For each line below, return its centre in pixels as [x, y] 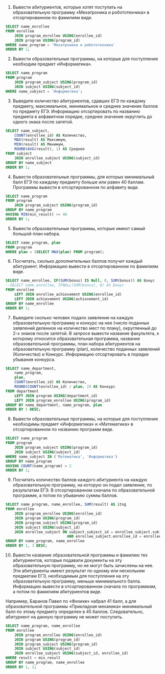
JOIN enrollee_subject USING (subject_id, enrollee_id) [71, 653]
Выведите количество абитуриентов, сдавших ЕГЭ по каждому [79, 101]
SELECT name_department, [31, 368]
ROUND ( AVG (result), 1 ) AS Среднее [49, 149]
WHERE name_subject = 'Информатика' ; [44, 91]
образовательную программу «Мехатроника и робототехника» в [81, 12]
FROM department [22, 391]
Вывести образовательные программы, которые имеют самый [79, 228]
